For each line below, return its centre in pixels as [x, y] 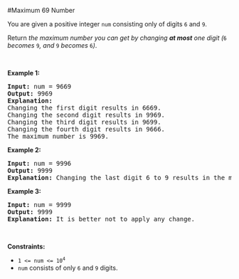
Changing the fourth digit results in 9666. [86, 129]
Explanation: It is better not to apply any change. [101, 219]
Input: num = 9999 [39, 205]
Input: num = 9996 [39, 163]
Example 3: [24, 191]
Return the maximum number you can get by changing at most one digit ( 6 [117, 38]
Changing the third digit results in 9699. [84, 122]
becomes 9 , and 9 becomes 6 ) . [52, 45]
